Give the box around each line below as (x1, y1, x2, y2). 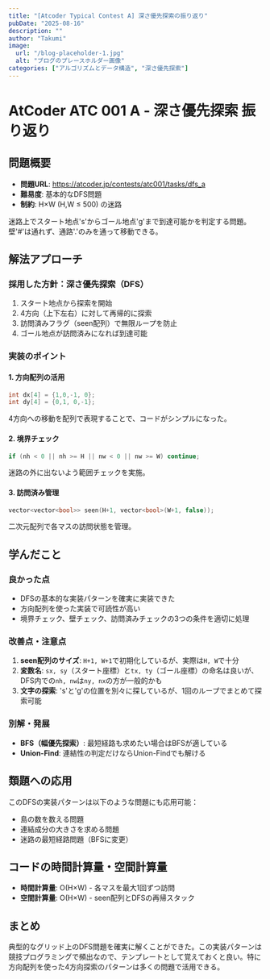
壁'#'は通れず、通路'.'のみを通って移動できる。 (8, 227, 163, 236)
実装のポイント (8, 351, 67, 362)
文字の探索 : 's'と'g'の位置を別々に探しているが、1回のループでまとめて (19, 686, 255, 696)
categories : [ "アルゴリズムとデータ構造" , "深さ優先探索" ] (8, 65, 189, 73)
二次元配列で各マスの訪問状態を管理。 (8, 522, 135, 531)
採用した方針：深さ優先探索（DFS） (8, 279, 149, 290)
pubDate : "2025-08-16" (8, 19, 85, 27)
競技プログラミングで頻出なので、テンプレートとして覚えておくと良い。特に (8, 952, 262, 962)
